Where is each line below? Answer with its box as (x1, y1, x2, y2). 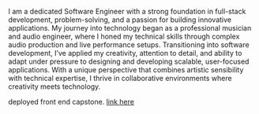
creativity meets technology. (8, 82, 101, 91)
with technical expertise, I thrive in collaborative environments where (8, 74, 232, 83)
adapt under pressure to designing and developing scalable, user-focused (8, 57, 250, 66)
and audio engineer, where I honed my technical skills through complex (8, 31, 240, 41)
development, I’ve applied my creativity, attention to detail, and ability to (8, 49, 242, 57)
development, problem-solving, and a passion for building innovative (8, 15, 231, 24)
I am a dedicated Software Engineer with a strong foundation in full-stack (8, 7, 246, 16)
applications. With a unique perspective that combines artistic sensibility (8, 65, 244, 74)
